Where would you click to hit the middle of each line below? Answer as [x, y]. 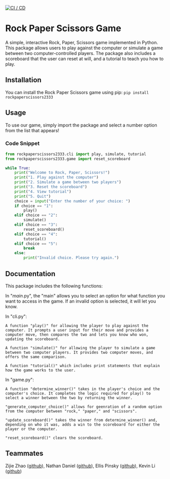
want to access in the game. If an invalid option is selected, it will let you [81, 301]
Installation [23, 80]
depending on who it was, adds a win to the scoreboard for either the [82, 425]
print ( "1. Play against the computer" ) [57, 177]
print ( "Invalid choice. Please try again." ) [71, 258]
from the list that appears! [32, 130]
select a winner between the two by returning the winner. [69, 398]
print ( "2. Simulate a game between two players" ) [68, 182]
